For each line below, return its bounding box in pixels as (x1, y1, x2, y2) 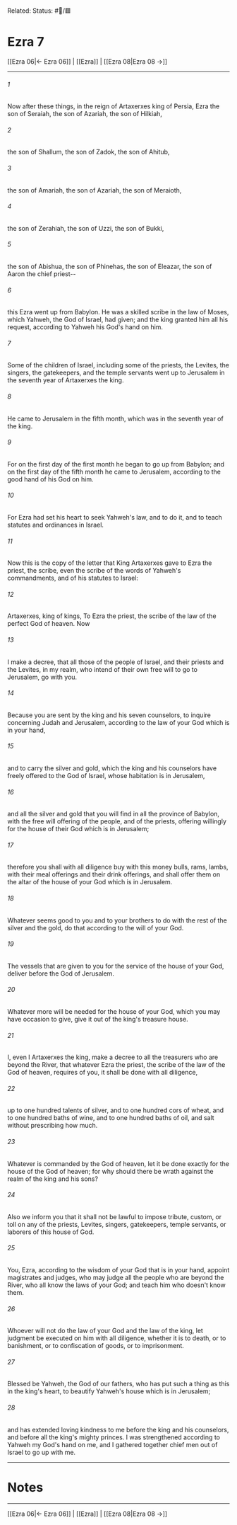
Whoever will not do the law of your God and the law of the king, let (7, 1327, 203, 1335)
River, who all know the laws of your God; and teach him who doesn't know (7, 1281, 226, 1289)
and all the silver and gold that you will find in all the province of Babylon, (7, 810, 220, 818)
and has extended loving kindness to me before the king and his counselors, (7, 1425, 229, 1434)
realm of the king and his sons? (7, 1175, 99, 1183)
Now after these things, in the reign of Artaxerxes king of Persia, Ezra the (7, 102, 220, 110)
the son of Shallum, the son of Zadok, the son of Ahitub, (7, 148, 170, 156)
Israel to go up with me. (7, 1448, 76, 1456)
